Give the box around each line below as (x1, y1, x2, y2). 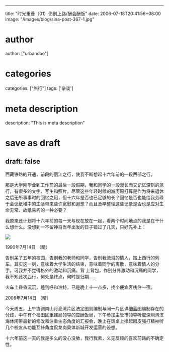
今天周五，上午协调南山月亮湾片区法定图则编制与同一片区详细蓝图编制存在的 (5, 305, 164, 311)
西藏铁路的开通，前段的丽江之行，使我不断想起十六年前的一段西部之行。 (5, 171, 155, 177)
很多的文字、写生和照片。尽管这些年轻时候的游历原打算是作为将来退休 (18, 188, 164, 194)
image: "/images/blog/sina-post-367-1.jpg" (5, 16, 95, 22)
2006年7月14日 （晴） (5, 295, 51, 301)
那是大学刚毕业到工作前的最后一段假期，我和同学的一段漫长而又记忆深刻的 (5, 182, 159, 188)
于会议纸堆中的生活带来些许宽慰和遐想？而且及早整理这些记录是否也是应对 (5, 200, 159, 206)
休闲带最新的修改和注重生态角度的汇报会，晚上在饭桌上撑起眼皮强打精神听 (9, 318, 164, 324)
